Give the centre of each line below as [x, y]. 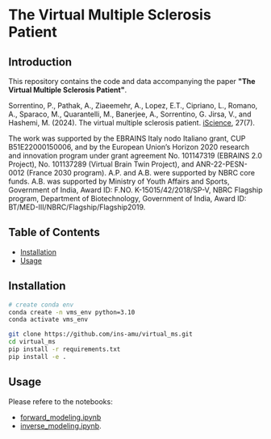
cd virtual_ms [32, 342]
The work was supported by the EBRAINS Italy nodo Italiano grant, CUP [127, 138]
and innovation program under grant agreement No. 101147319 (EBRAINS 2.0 [135, 156]
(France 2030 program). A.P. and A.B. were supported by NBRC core [141, 173]
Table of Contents [54, 232]
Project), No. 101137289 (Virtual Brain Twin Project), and [101, 164]
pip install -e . [38, 357]
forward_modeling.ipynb [60, 417]
